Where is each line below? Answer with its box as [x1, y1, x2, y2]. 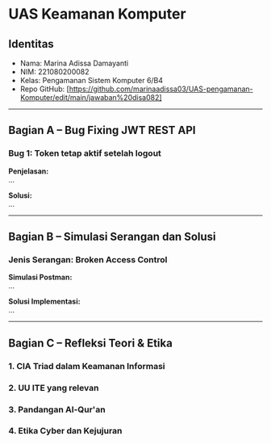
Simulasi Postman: [8, 272, 73, 283]
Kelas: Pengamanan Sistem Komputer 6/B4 [19, 76, 164, 85]
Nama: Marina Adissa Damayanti [19, 58, 129, 68]
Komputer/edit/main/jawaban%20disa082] [19, 93, 163, 102]
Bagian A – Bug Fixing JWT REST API [8, 124, 196, 137]
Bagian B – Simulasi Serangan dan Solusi [8, 230, 216, 244]
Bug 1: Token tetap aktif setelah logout [8, 148, 161, 159]
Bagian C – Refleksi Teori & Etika [8, 336, 173, 350]
